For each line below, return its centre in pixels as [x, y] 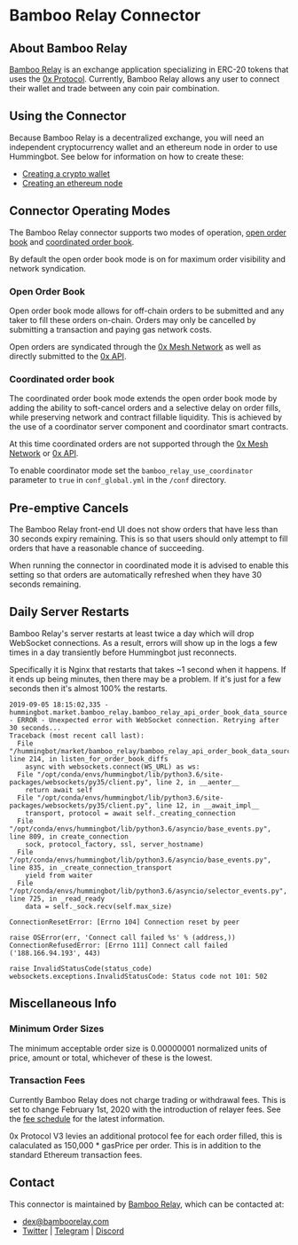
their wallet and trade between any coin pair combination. [114, 88]
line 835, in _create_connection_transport [91, 867]
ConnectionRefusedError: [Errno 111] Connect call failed [118, 945]
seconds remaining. [45, 584]
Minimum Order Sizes [57, 1028]
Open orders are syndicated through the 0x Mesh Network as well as [135, 346]
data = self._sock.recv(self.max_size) [99, 906]
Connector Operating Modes [90, 211]
